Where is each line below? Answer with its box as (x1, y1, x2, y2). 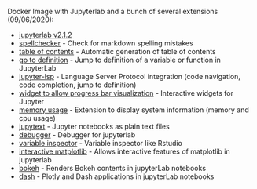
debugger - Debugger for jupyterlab (18, 130, 136, 140)
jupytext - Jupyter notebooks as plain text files (18, 122, 170, 131)
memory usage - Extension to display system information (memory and (18, 105, 249, 114)
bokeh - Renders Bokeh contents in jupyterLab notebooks (18, 164, 206, 173)
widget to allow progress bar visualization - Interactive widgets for (18, 89, 233, 97)
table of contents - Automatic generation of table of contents (18, 47, 217, 56)
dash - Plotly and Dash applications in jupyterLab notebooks (18, 172, 215, 181)
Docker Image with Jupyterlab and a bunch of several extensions (7, 7, 218, 16)
